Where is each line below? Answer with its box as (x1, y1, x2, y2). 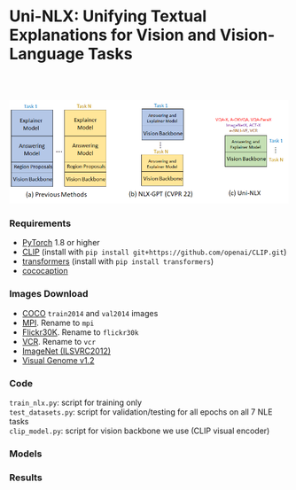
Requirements (9, 217, 72, 229)
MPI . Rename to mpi (21, 317, 95, 328)
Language (9, 44, 85, 64)
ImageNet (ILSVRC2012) (21, 346, 112, 356)
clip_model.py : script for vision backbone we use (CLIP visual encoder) (9, 425, 270, 436)
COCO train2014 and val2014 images (21, 307, 159, 318)
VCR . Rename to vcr (21, 336, 96, 346)
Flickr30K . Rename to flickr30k (21, 326, 139, 338)
